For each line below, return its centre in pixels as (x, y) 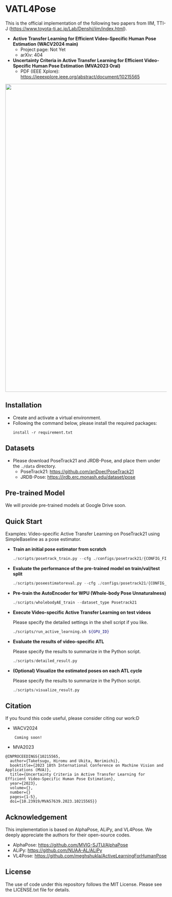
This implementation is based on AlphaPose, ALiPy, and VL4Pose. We (79, 830)
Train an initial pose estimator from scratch (59, 549)
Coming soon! (28, 738)
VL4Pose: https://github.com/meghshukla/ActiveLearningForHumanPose (90, 856)
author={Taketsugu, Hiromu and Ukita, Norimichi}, (65, 761)
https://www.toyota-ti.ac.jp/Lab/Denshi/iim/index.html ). (69, 28)
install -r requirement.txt (42, 432)
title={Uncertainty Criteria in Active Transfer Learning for (78, 775)
